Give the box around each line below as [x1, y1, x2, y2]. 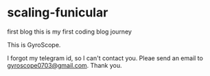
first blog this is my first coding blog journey [7, 27, 132, 36]
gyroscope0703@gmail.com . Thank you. [7, 61, 122, 69]
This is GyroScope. [7, 40, 61, 49]
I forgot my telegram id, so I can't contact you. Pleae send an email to [7, 53, 204, 62]
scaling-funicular [7, 5, 108, 21]
